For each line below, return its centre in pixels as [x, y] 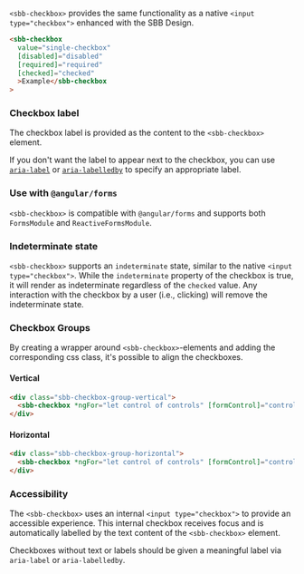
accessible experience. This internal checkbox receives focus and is [137, 523]
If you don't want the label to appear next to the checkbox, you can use [142, 160]
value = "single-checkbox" [64, 48]
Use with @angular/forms [63, 193]
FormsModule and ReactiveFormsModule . [81, 222]
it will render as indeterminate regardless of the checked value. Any [133, 286]
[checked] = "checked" [56, 73]
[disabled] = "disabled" [60, 56]
